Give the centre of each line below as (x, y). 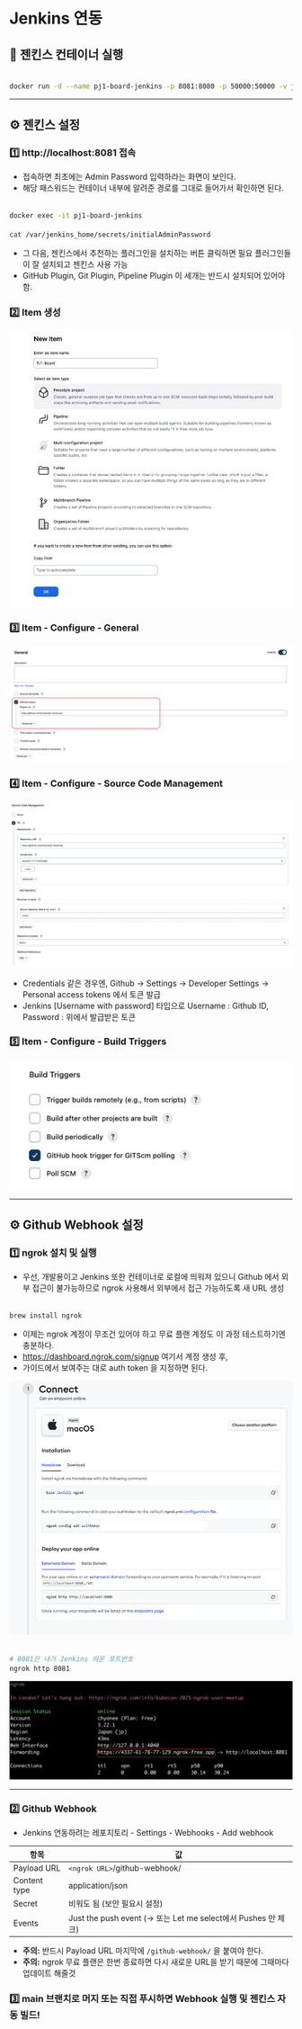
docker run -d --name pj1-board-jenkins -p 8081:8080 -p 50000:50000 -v (148, 86)
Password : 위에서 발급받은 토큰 (79, 1016)
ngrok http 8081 (40, 1668)
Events (26, 1923)
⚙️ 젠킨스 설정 (45, 125)
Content (28, 1881)
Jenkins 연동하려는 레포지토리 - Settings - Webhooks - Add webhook (148, 1833)
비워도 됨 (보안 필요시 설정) (116, 1904)
